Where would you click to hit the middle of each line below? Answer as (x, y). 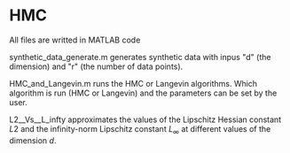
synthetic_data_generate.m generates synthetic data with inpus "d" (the (140, 57)
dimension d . (33, 140)
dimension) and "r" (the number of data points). (96, 66)
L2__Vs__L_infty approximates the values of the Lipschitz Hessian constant (145, 119)
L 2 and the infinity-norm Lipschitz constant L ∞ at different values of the (140, 130)
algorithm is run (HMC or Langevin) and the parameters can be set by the (143, 93)
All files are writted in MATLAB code (75, 40)
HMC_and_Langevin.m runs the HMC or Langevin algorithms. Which (133, 83)
